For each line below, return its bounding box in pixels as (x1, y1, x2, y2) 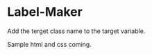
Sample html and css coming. (7, 40, 92, 48)
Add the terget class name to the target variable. (7, 27, 146, 35)
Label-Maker (7, 4, 83, 20)
